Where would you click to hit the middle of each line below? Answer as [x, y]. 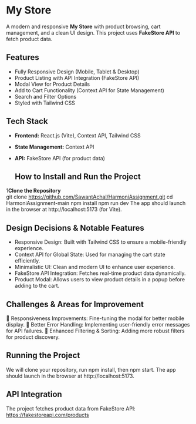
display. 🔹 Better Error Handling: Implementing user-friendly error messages [98, 324]
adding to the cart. [37, 286]
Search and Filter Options [45, 96]
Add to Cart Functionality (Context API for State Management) [89, 90]
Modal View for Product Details [52, 84]
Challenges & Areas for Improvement [75, 304]
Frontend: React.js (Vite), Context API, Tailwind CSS [77, 135]
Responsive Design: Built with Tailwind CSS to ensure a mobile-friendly [100, 242]
